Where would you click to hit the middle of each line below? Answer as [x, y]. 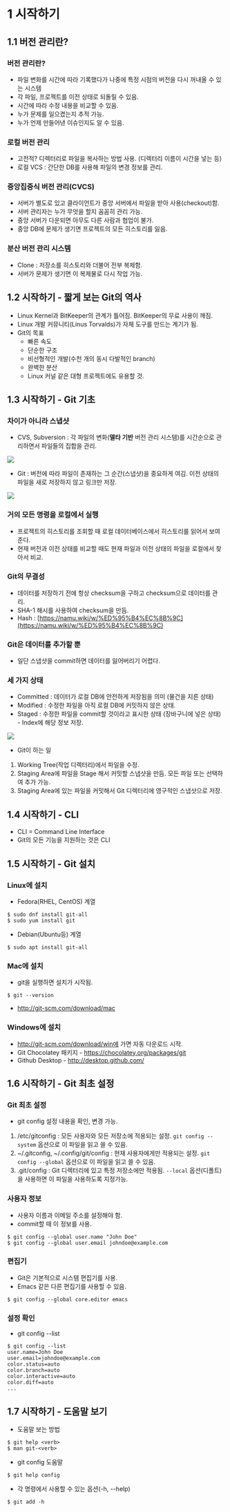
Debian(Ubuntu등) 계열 [49, 934]
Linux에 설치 [27, 885]
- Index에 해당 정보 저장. [50, 723]
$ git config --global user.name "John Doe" [72, 1237]
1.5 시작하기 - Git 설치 [51, 864]
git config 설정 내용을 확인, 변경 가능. [67, 1121]
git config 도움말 [40, 1462]
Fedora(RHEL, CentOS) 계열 [56, 901]
